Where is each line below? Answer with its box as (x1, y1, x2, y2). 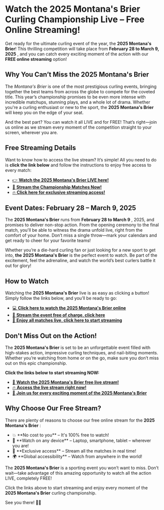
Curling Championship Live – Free (5, 14, 145, 25)
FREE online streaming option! (5, 56, 67, 62)
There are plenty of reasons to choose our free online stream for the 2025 (5, 417, 155, 423)
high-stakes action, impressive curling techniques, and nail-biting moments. (5, 350, 158, 355)
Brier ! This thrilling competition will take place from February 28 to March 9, (5, 46, 159, 52)
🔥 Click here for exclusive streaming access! (12, 189, 105, 195)
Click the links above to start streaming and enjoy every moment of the (5, 484, 148, 490)
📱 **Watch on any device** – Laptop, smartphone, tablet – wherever (12, 437, 151, 443)
